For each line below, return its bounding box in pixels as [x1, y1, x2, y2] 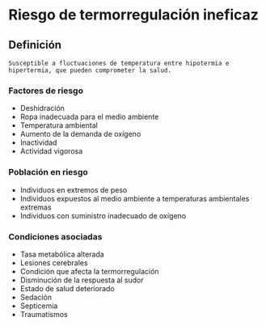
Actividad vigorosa [19, 146, 83, 156]
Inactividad [19, 138, 57, 147]
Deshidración [19, 104, 65, 113]
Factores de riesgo [8, 85, 83, 96]
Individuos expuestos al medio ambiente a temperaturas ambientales [19, 193, 250, 203]
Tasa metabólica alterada [19, 249, 105, 259]
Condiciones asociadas [8, 231, 103, 242]
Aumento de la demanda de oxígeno [19, 129, 141, 139]
